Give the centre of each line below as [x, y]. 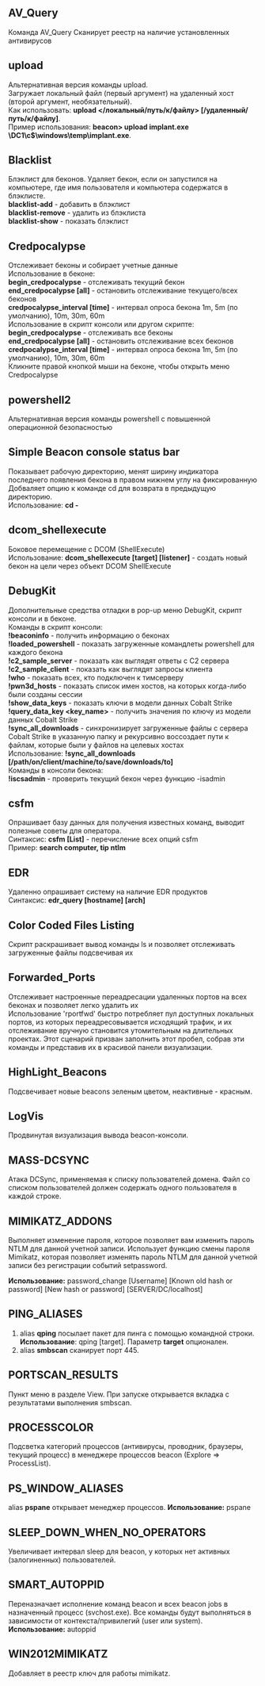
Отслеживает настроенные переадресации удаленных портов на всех [128, 996]
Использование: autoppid [52, 1629]
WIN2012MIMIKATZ [58, 1654]
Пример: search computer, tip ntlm [67, 848]
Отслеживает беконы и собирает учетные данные [93, 266]
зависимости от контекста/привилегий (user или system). [106, 1620]
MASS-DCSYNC [49, 1160]
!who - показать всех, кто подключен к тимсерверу [96, 677]
